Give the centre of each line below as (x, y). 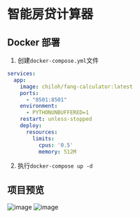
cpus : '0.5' (56, 145)
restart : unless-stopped (56, 119)
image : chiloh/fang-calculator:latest (76, 87)
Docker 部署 (34, 42)
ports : (29, 93)
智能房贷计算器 (50, 14)
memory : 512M (57, 152)
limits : (43, 138)
